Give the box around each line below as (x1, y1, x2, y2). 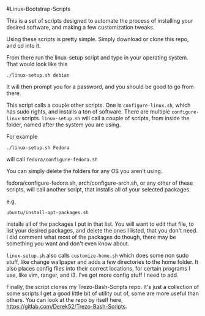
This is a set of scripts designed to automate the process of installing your (6, 17, 193, 24)
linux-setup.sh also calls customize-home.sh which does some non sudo (6, 252, 189, 259)
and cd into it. (6, 42, 41, 49)
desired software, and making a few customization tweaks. (6, 24, 155, 31)
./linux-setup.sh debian (6, 72, 70, 79)
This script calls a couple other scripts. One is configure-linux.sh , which (6, 101, 191, 109)
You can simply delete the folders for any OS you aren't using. (6, 168, 163, 174)
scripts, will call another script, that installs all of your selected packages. (6, 186, 191, 193)
